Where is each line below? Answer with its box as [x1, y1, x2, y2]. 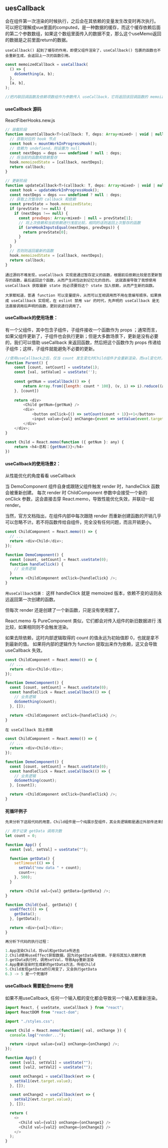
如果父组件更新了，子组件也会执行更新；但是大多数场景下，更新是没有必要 [5, 333, 158, 339]
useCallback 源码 [5, 106, 41, 112]
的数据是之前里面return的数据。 [5, 37, 70, 43]
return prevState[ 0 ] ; [23, 230, 68, 235]
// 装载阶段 [5, 127, 27, 132]
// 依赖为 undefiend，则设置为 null [9, 146, 80, 151]
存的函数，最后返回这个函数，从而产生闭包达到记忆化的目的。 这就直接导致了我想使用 [5, 277, 156, 283]
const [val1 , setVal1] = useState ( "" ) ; [9, 1060, 93, 1065]
